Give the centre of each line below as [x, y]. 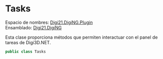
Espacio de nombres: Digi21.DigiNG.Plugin [49, 22]
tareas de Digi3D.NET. [28, 42]
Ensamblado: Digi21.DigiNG [33, 27]
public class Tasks [26, 52]
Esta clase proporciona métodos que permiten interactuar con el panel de [81, 37]
